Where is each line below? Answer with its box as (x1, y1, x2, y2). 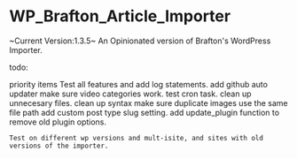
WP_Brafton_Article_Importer (9, 6, 231, 26)
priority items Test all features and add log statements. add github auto (9, 79, 269, 89)
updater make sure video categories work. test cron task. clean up (9, 88, 252, 99)
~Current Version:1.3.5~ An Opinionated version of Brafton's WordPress (9, 35, 271, 46)
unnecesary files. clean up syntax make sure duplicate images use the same (9, 97, 288, 108)
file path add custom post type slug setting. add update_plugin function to (9, 107, 280, 117)
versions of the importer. (9, 141, 109, 150)
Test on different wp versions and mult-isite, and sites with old (9, 133, 264, 142)
